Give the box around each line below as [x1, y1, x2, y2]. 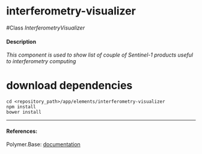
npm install [6, 104, 36, 110]
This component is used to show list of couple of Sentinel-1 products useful [6, 51, 194, 58]
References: [6, 128, 38, 135]
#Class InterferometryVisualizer [6, 24, 85, 31]
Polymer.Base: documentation [6, 141, 81, 148]
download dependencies [6, 79, 133, 93]
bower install [6, 109, 42, 115]
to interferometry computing [6, 58, 76, 65]
